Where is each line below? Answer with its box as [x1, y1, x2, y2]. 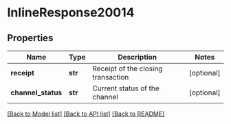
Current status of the [92, 84, 159, 93]
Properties [7, 32, 54, 44]
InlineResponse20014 [7, 5, 135, 21]
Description [118, 53, 157, 62]
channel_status [10, 88, 63, 97]
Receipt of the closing [92, 64, 163, 73]
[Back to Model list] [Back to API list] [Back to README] [7, 110, 165, 118]
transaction [92, 73, 129, 82]
